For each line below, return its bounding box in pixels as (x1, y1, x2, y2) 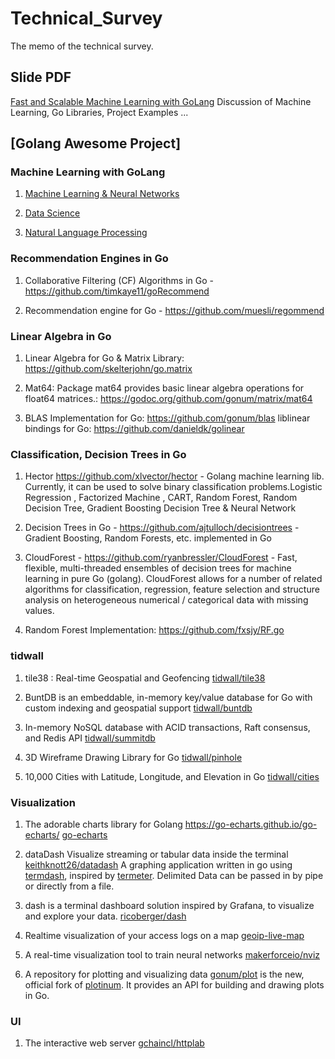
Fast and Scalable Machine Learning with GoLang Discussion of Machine (10, 95, 312, 107)
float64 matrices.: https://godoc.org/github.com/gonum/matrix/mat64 (24, 393, 313, 405)
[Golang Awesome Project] (10, 135, 182, 152)
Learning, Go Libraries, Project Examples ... (10, 106, 189, 118)
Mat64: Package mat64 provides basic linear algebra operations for (24, 382, 305, 394)
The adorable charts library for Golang (24, 818, 183, 830)
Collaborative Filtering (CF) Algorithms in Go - (24, 274, 215, 286)
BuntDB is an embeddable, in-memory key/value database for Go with (24, 691, 313, 703)
